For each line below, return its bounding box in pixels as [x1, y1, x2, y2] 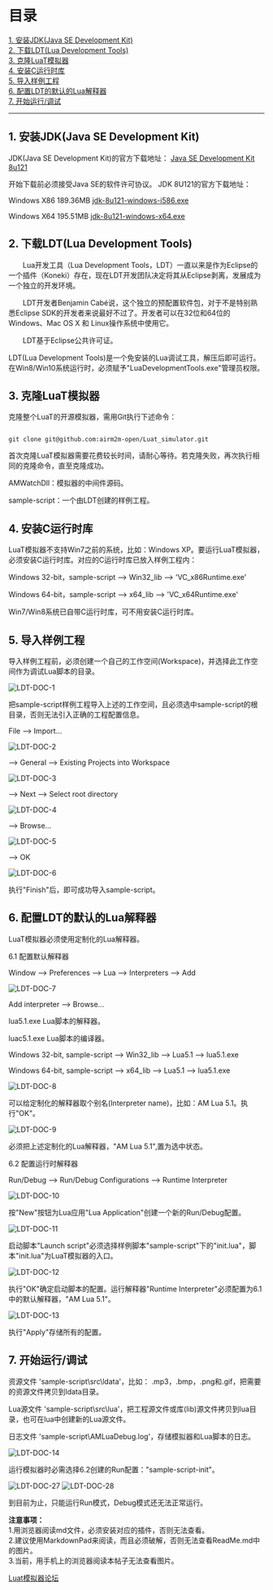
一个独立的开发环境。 [8, 280, 80, 290]
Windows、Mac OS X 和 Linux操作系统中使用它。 [8, 318, 174, 327]
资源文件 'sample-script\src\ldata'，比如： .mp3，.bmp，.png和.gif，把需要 [8, 1377, 262, 1386]
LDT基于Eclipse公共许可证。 [23, 335, 118, 345]
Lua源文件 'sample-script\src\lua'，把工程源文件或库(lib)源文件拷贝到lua [8, 1403, 250, 1413]
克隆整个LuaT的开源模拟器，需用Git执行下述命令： [8, 412, 177, 422]
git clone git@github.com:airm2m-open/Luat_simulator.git [8, 436, 209, 444]
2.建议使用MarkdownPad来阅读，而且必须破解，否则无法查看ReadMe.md [8, 1535, 253, 1545]
